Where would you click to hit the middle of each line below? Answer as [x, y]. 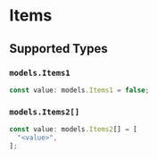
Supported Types [59, 49]
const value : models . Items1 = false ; [79, 90]
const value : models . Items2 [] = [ [74, 130]
